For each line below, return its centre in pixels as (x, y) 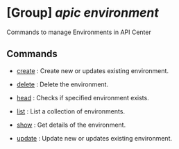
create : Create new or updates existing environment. (93, 70)
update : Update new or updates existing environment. (94, 138)
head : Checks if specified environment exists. (83, 97)
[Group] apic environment (83, 13)
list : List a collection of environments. (71, 111)
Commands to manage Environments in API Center (79, 32)
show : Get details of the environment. (71, 125)
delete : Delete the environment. (62, 84)
